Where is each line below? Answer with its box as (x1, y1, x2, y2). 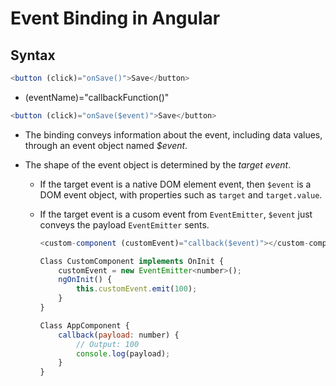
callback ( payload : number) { (58, 330, 180, 340)
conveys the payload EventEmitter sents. (39, 218, 210, 231)
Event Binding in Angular (10, 7, 221, 30)
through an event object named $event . (24, 139, 188, 151)
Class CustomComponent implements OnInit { (39, 256, 225, 266)
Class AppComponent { (39, 320, 130, 331)
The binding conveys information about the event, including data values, (24, 128, 323, 141)
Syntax (10, 47, 56, 64)
